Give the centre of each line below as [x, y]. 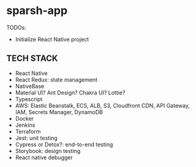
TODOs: [16, 27]
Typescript [29, 99]
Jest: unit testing [36, 138]
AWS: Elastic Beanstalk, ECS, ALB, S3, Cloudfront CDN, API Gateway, [102, 105]
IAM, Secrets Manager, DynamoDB [59, 112]
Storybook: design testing [48, 151]
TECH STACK [32, 59]
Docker [24, 118]
